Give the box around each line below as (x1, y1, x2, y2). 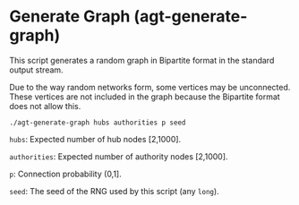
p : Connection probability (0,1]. (9, 168, 123, 179)
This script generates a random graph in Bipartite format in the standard (9, 55, 275, 65)
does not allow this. (9, 100, 81, 111)
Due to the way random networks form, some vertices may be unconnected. (9, 81, 291, 92)
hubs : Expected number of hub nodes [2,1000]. (9, 133, 182, 144)
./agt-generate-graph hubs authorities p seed (9, 118, 186, 127)
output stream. (9, 64, 64, 75)
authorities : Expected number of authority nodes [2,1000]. (9, 150, 228, 162)
